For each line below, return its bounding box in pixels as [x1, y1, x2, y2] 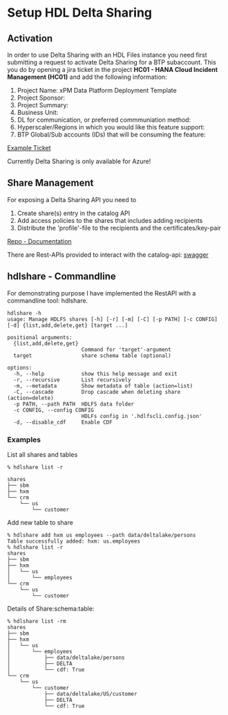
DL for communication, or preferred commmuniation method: [17, 116, 191, 124]
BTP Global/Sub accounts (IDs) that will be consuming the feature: [17, 130, 206, 138]
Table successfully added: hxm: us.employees [7, 538, 140, 545]
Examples [7, 435, 41, 444]
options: [7, 364, 32, 371]
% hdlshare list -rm [7, 617, 67, 624]
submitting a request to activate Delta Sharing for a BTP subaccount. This [7, 58, 216, 66]
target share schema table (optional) [13, 352, 171, 359]
